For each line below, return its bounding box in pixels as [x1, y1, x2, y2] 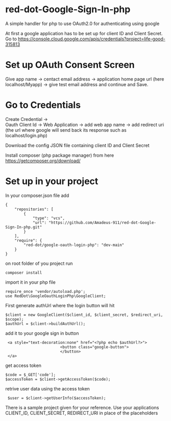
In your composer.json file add [5, 192, 69, 199]
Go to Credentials [5, 100, 81, 111]
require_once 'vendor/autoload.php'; [5, 289, 86, 294]
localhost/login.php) [5, 132, 47, 138]
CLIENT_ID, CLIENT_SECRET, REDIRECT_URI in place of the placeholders [5, 410, 158, 416]
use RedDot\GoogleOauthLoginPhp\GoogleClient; [5, 293, 106, 299]
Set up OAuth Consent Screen [5, 59, 135, 71]
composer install [5, 270, 42, 275]
